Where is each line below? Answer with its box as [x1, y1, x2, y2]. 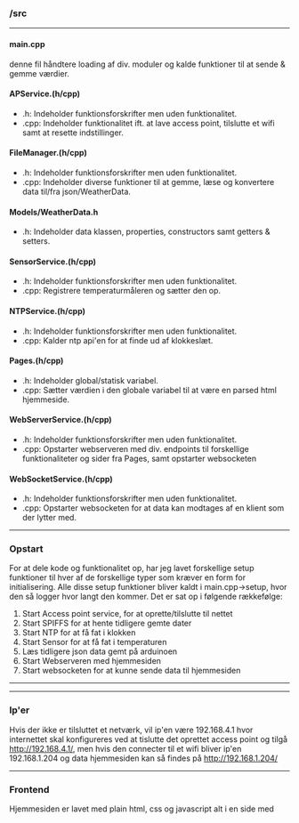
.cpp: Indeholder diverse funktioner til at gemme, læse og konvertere [21, 176, 275, 187]
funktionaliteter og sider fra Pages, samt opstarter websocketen [21, 453, 257, 464]
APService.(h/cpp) [9, 88, 81, 100]
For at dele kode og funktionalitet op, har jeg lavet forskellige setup [9, 563, 255, 574]
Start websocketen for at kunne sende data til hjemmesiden [21, 666, 241, 676]
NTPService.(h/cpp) [9, 305, 86, 316]
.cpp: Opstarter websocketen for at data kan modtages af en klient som [21, 503, 285, 513]
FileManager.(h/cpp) [9, 148, 87, 158]
